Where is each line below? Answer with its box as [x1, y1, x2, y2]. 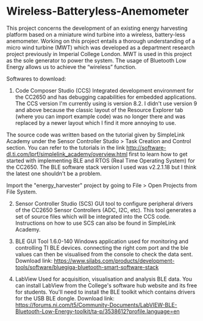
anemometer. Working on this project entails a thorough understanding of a [6, 37, 195, 44]
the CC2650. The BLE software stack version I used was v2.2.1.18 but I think [6, 163, 197, 171]
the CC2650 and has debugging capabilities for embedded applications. [15, 93, 197, 101]
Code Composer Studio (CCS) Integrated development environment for [15, 86, 194, 94]
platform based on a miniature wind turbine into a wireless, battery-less [6, 30, 186, 38]
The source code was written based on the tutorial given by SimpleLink [6, 131, 185, 138]
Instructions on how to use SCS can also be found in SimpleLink [15, 219, 176, 227]
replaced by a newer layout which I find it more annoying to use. [15, 119, 177, 126]
